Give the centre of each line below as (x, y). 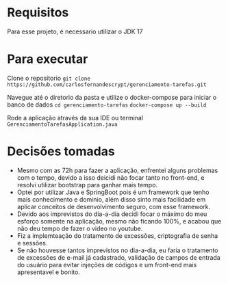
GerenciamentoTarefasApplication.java (62, 124)
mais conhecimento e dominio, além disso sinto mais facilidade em (111, 199)
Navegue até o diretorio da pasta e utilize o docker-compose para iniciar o (112, 97)
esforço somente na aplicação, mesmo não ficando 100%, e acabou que (119, 221)
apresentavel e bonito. (49, 272)
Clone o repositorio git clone (49, 78)
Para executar (48, 59)
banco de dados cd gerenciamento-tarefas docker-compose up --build (107, 105)
